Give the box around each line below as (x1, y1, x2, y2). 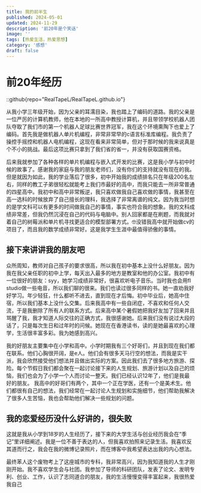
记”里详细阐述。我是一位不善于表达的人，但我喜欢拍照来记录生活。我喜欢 (6, 438, 187, 445)
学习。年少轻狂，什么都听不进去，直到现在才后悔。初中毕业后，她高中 (11, 292, 184, 299)
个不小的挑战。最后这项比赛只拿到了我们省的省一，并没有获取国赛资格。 (6, 145, 184, 153)
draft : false (6, 48, 39, 54)
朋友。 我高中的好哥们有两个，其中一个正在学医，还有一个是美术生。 (16, 379, 186, 386)
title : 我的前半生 (6, 8, 48, 15)
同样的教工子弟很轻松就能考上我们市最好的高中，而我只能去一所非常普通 (16, 180, 195, 187)
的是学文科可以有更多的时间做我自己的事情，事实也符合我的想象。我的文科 (6, 203, 190, 210)
